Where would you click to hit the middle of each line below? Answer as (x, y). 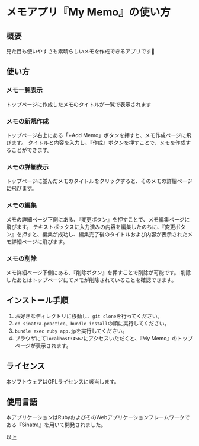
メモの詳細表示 (28, 167)
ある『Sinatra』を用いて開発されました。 (56, 425)
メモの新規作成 (28, 121)
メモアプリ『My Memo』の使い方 (88, 12)
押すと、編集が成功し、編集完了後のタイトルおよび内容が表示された (105, 234)
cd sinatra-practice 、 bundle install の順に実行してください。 (92, 323)
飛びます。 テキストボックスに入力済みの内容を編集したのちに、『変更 (91, 227)
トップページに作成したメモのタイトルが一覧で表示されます (79, 104)
